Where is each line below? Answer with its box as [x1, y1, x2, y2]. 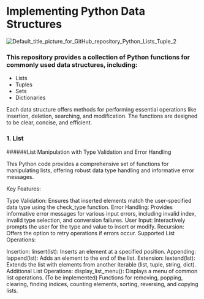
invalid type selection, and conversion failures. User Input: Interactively [6, 216, 186, 224]
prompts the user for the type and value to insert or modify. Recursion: [6, 222, 185, 230]
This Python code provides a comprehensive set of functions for [6, 160, 169, 167]
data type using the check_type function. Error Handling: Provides [6, 203, 173, 211]
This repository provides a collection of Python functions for [6, 53, 190, 61]
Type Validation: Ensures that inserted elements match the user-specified [6, 197, 192, 204]
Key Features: [6, 185, 41, 192]
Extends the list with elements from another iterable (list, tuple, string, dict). [6, 260, 197, 268]
